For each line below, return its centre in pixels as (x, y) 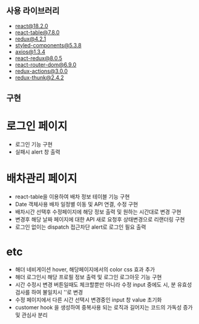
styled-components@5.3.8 (48, 45)
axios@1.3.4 (30, 52)
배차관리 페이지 (42, 179)
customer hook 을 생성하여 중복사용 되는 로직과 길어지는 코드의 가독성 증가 (104, 308)
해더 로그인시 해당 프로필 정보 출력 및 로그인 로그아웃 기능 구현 (88, 277)
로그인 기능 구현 (34, 144)
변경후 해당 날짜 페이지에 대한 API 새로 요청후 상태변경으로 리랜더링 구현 (100, 220)
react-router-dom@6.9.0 (46, 64)
